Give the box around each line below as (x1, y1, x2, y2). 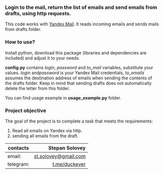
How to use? (5, 39, 35, 46)
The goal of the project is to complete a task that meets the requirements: (5, 118, 153, 124)
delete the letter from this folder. (5, 85, 70, 91)
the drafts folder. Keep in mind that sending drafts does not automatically (5, 80, 152, 86)
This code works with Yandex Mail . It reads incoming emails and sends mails (5, 21, 159, 27)
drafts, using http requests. (5, 10, 72, 17)
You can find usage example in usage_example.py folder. (5, 95, 121, 100)
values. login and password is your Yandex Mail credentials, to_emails (5, 70, 144, 75)
